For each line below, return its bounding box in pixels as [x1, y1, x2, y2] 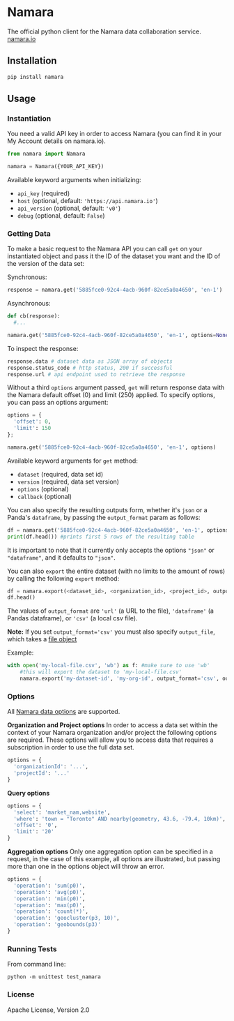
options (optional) [17, 484, 69, 493]
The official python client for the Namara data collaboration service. [7, 27, 202, 36]
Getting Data [7, 228, 51, 238]
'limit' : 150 [13, 425, 52, 432]
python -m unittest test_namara [7, 974, 101, 981]
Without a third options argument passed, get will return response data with [7, 383, 225, 392]
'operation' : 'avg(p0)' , [13, 888, 86, 895]
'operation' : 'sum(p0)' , [13, 882, 86, 889]
